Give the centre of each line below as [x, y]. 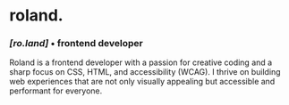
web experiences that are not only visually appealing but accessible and [142, 82]
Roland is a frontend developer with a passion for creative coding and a [141, 62]
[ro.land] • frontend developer [76, 44]
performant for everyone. [56, 91]
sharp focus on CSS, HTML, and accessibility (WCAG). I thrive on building [145, 72]
